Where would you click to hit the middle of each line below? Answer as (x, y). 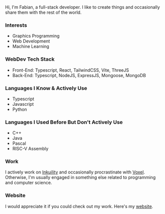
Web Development (31, 41)
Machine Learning (31, 46)
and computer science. (29, 183)
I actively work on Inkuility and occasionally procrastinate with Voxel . (75, 172)
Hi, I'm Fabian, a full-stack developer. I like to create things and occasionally (82, 7)
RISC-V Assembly (30, 149)
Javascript (23, 104)
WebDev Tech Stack (30, 59)
